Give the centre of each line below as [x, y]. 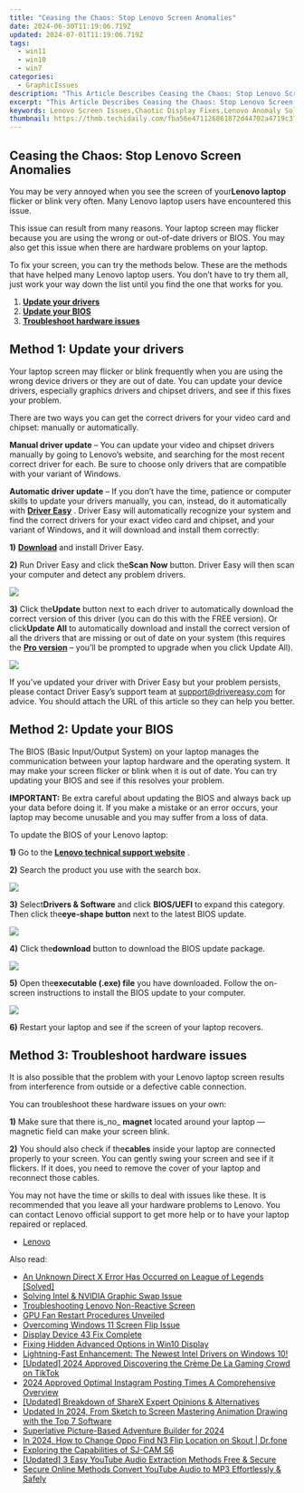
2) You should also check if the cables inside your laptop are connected [142, 1149]
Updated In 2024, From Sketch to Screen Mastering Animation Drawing [155, 1412]
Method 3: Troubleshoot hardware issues [128, 1055]
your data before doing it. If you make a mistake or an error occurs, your [144, 808]
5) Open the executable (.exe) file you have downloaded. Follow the [136, 982]
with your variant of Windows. [65, 474]
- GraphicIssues [48, 85]
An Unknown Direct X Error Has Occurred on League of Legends [143, 1277]
